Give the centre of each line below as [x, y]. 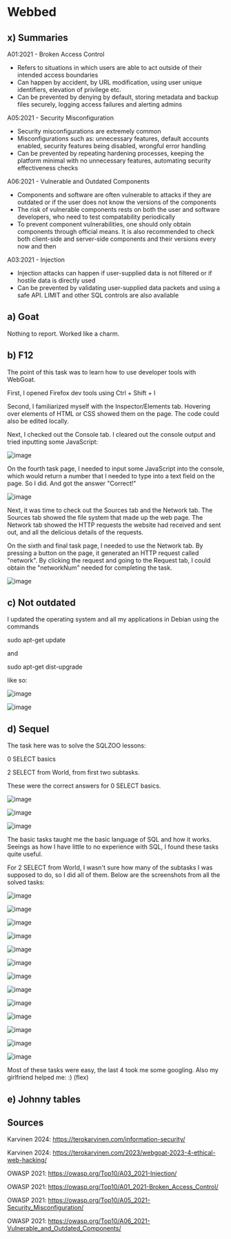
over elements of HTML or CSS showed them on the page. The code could [113, 413]
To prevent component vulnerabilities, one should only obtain [104, 224]
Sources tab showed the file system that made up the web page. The [105, 517]
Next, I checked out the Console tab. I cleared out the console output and [111, 434]
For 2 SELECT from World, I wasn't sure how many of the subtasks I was [110, 868]
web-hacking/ [27, 1160]
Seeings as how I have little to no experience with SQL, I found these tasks [113, 847]
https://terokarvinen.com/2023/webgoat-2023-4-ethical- [134, 1152]
